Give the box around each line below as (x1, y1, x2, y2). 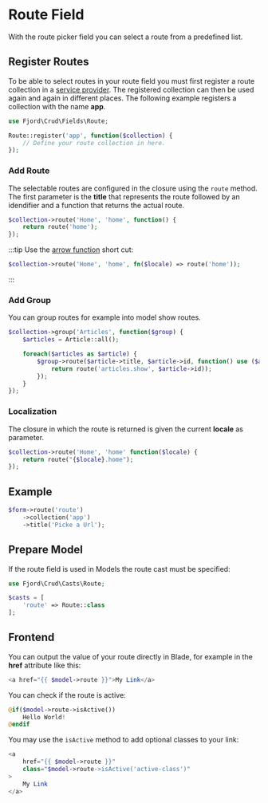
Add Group (8, 294, 52, 305)
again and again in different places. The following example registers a (8, 93, 237, 103)
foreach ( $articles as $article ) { (22, 350, 137, 358)
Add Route (8, 165, 50, 176)
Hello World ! (22, 713, 66, 721)
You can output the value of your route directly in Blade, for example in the (8, 651, 253, 661)
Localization (8, 406, 57, 417)
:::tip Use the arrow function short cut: (8, 245, 134, 254)
